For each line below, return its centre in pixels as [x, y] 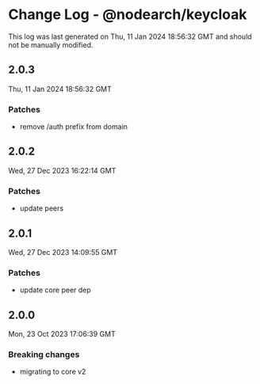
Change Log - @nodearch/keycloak [128, 15]
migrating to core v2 [53, 372]
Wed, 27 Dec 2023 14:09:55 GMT [63, 252]
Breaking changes [44, 354]
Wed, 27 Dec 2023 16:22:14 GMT [62, 170]
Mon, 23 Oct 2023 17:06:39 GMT [62, 334]
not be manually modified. [51, 44]
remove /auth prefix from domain [74, 127]
